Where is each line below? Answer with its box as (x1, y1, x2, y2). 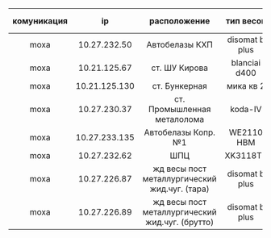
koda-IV (229, 104, 262, 115)
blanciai (231, 57, 261, 68)
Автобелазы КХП (146, 40, 214, 50)
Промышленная (148, 104, 211, 115)
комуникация (12, 15, 69, 27)
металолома (155, 114, 204, 124)
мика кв (226, 81, 258, 91)
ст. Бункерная (152, 81, 207, 91)
